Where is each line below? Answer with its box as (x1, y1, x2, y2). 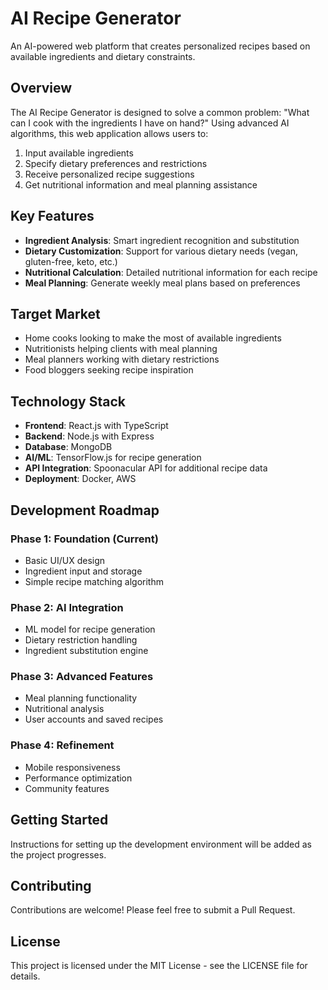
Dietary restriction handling (24, 634, 138, 646)
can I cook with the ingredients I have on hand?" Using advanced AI (10, 117, 290, 129)
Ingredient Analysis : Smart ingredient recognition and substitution (24, 234, 300, 246)
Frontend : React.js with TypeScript (24, 420, 169, 432)
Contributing (10, 877, 92, 894)
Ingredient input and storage (24, 565, 143, 577)
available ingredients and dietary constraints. (10, 50, 196, 62)
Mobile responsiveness (24, 761, 121, 773)
